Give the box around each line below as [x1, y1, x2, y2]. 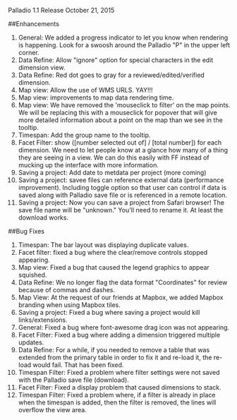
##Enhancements [8, 20, 59, 28]
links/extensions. [18, 316, 68, 324]
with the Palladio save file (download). [18, 376, 129, 384]
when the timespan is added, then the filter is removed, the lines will [18, 398, 217, 407]
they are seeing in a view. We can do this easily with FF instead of [18, 153, 210, 162]
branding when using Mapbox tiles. [18, 301, 121, 309]
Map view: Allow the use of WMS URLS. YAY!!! [18, 86, 153, 94]
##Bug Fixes [8, 227, 45, 235]
